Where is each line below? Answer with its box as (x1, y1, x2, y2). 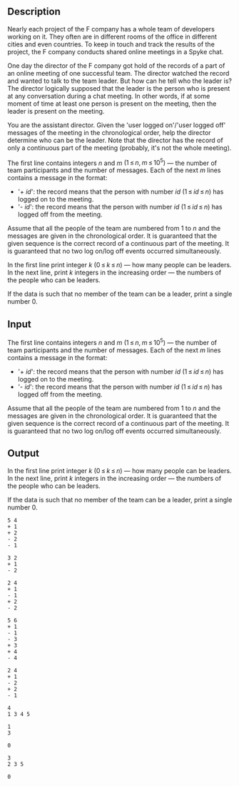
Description (7, 6, 61, 18)
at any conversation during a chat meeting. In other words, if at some (7, 91, 210, 100)
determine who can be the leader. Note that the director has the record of (7, 136, 223, 144)
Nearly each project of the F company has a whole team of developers (7, 24, 215, 33)
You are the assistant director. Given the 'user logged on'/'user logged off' (7, 121, 226, 129)
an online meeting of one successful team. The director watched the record (7, 69, 230, 77)
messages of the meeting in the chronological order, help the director (7, 128, 212, 136)
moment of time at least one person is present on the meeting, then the (7, 99, 217, 108)
